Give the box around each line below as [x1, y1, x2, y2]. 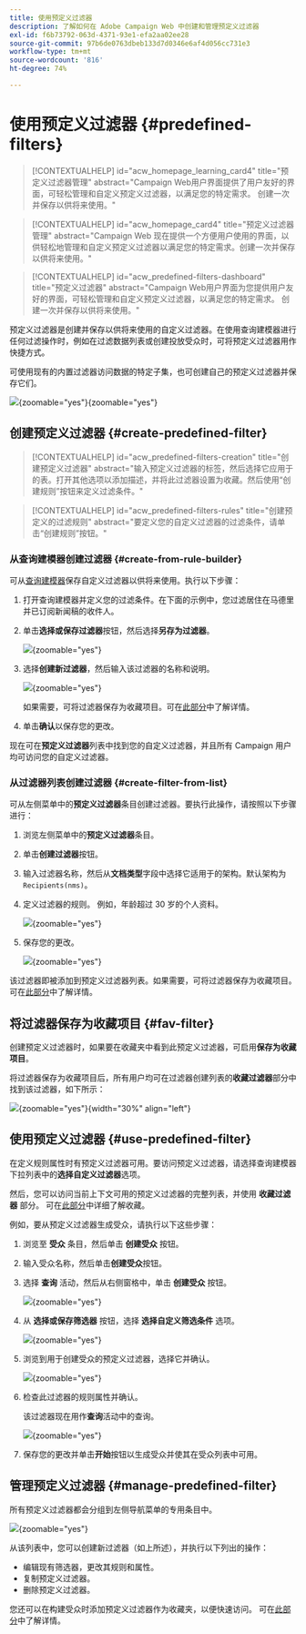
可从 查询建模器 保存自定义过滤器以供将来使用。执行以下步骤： [9, 574, 241, 585]
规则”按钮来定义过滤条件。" [39, 485, 144, 496]
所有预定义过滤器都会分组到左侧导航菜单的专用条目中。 [9, 1504, 217, 1515]
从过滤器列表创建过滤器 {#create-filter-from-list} [9, 776, 228, 788]
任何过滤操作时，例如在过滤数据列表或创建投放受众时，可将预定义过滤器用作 [9, 335, 297, 346]
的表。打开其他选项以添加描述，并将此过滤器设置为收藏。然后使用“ [31, 474, 283, 485]
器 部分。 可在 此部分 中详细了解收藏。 [9, 1199, 150, 1211]
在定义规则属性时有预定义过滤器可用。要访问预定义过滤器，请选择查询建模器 [9, 1157, 297, 1168]
